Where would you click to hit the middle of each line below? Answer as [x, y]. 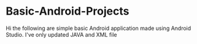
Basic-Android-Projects [68, 11]
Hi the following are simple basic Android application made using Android [98, 28]
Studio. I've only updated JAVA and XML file [61, 34]
